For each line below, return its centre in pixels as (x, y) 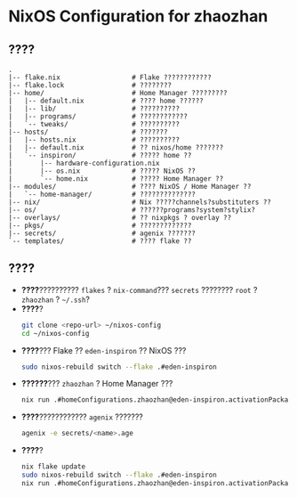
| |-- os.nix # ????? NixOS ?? (102, 171)
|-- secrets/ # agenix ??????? (102, 233)
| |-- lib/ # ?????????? (94, 109)
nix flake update (53, 467)
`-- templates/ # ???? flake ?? (100, 241)
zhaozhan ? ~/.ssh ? (56, 299)
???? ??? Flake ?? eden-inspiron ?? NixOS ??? (104, 350)
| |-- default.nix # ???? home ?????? (106, 101)
